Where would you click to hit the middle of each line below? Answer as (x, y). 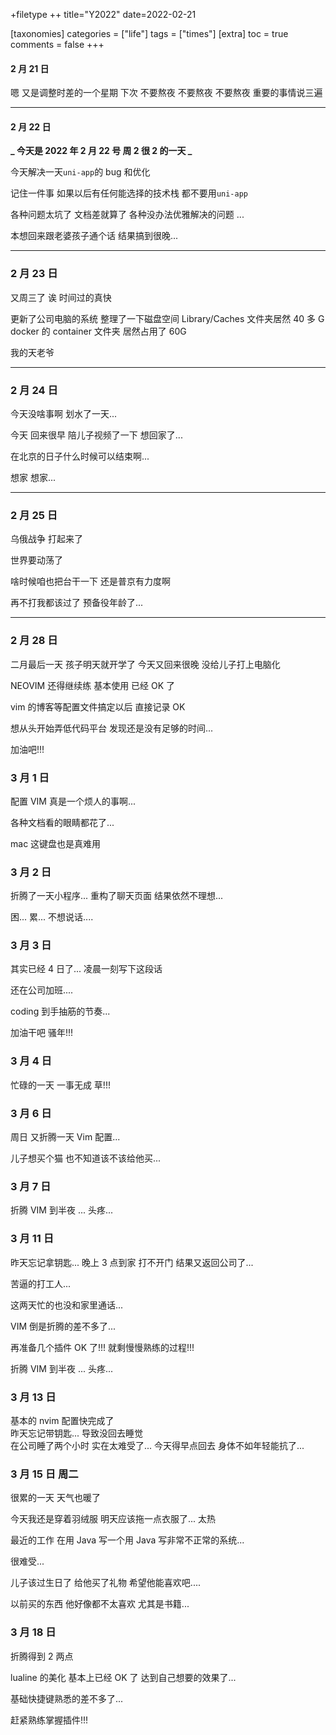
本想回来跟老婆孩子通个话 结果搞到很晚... (94, 236)
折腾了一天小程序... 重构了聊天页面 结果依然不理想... (117, 896)
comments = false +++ (57, 44)
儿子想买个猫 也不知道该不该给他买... (86, 1158)
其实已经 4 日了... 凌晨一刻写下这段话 (86, 969)
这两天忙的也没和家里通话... (67, 1305)
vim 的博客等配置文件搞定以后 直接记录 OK (98, 706)
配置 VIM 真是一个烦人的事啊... (73, 801)
